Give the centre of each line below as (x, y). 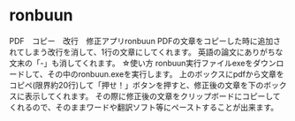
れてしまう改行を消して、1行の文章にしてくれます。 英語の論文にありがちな (146, 52)
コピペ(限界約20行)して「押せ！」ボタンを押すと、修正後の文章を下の (136, 85)
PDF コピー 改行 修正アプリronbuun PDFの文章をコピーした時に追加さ (145, 41)
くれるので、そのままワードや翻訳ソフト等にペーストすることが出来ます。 (144, 107)
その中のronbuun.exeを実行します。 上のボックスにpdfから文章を (166, 74)
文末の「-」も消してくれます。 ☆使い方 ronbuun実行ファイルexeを (131, 63)
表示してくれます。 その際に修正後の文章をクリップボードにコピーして (152, 96)
